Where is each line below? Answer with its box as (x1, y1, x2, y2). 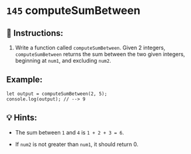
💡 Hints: (6, 113, 38, 123)
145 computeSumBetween (6, 4, 141, 18)
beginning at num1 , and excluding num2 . (15, 57, 111, 64)
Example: (6, 74, 43, 85)
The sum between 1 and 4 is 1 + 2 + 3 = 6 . (15, 128, 125, 136)
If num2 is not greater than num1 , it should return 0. (15, 141, 139, 148)
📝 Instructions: (6, 28, 64, 38)
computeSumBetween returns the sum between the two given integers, (15, 51, 186, 58)
